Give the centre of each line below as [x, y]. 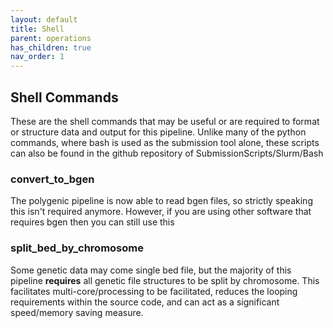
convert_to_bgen [52, 179]
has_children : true [51, 47]
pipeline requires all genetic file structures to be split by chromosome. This [165, 280]
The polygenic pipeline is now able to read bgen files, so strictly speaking [161, 201]
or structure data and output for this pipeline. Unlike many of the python [158, 132]
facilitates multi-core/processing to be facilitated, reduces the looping [154, 291]
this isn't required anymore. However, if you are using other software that [161, 212]
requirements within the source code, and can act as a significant [145, 302]
